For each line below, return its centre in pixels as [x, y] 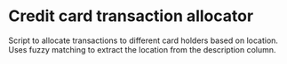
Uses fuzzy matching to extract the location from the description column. [142, 49]
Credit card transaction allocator [131, 16]
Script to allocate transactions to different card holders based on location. [143, 40]
